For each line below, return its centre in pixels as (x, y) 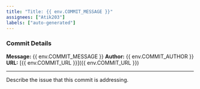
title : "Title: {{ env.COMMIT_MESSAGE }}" (60, 12)
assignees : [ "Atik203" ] (36, 17)
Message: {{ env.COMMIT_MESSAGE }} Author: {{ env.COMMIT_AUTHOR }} (100, 56)
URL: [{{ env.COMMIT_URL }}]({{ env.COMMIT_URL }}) (73, 62)
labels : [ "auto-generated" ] (41, 23)
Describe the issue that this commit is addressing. (68, 80)
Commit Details (29, 43)
